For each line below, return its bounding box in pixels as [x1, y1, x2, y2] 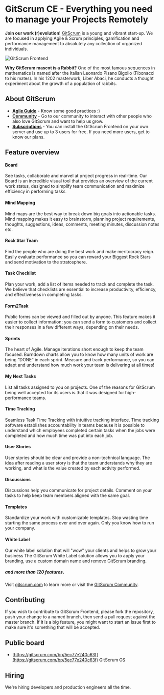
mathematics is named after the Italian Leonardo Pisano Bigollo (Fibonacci [5, 70, 155, 76]
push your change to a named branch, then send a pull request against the [5, 614, 156, 620]
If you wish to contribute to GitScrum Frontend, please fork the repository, [5, 608, 154, 615]
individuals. [5, 46, 28, 52]
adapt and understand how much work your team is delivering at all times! [5, 362, 155, 368]
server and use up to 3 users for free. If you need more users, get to [12, 129, 150, 135]
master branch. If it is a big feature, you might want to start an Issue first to [5, 619, 156, 625]
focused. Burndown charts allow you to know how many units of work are [5, 351, 153, 357]
